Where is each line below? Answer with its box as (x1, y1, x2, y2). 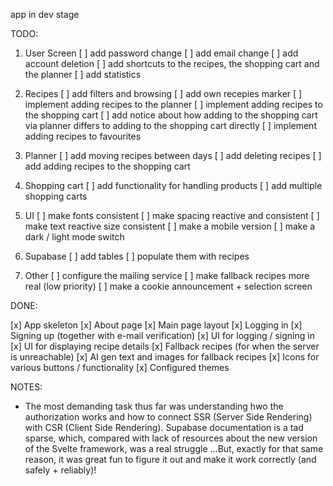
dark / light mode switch (24, 231, 125, 243)
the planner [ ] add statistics (24, 69, 142, 80)
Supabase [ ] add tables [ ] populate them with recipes (24, 250, 250, 262)
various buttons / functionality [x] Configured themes (10, 362, 230, 373)
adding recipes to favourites (24, 130, 142, 142)
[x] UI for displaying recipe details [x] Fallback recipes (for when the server (10, 340, 320, 352)
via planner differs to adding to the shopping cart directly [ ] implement (24, 120, 317, 131)
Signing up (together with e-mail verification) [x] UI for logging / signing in (10, 330, 315, 341)
